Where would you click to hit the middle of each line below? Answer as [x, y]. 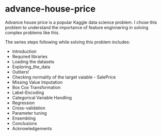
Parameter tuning [29, 113]
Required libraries [30, 56]
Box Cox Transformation [36, 87]
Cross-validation [29, 108]
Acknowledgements [32, 128]
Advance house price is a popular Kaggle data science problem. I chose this [81, 22]
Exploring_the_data [31, 67]
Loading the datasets [33, 61]
